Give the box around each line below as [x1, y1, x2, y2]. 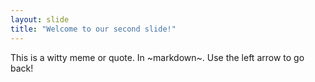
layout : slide [10, 14, 70, 25]
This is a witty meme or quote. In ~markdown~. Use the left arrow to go [10, 51, 305, 63]
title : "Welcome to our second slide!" [10, 24, 177, 34]
